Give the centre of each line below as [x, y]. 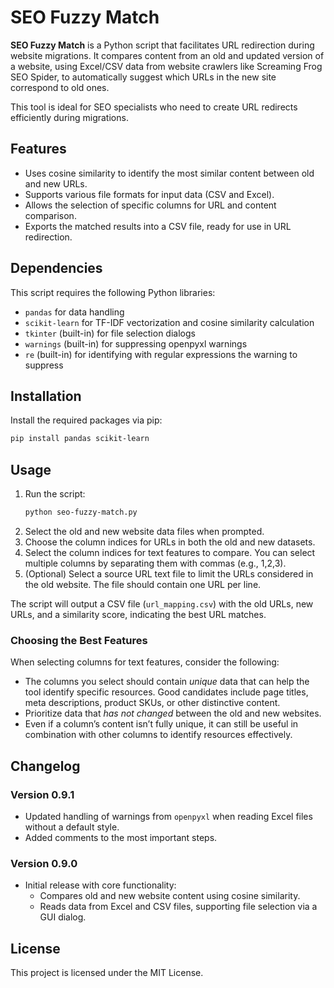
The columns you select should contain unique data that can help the [167, 682]
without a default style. [72, 827]
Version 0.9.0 [44, 863]
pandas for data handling [74, 312]
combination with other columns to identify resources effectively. [158, 735]
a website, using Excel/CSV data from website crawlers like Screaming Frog [166, 66]
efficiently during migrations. [69, 117]
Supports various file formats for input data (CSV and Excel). [149, 194]
